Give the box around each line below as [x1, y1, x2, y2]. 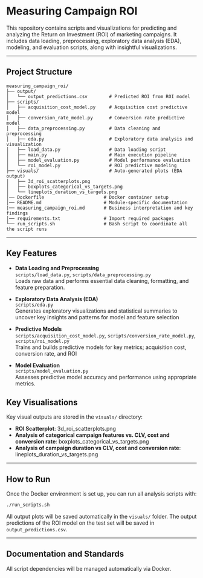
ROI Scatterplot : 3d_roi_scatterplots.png [14, 425, 117, 433]
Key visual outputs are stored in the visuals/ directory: [6, 413, 143, 420]
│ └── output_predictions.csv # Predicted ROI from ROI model [6, 93, 190, 99]
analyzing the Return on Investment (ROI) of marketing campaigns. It [6, 30, 177, 38]
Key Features [6, 248, 57, 259]
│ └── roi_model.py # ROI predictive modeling [6, 162, 177, 168]
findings [6, 210, 28, 216]
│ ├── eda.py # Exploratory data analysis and [6, 136, 193, 142]
